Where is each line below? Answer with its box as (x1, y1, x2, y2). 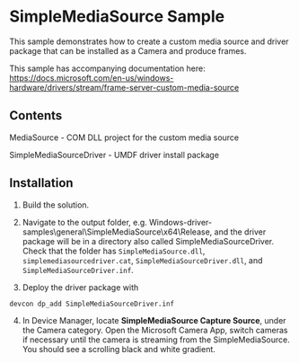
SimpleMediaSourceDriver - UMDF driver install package (9, 149, 220, 160)
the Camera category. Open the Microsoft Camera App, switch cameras (22, 324, 288, 335)
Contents (9, 108, 63, 123)
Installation (9, 175, 74, 190)
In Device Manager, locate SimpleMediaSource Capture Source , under (22, 314, 286, 325)
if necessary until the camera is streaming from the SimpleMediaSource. (22, 334, 290, 345)
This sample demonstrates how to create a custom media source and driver (9, 36, 289, 47)
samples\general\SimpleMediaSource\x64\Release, (22, 226, 213, 237)
